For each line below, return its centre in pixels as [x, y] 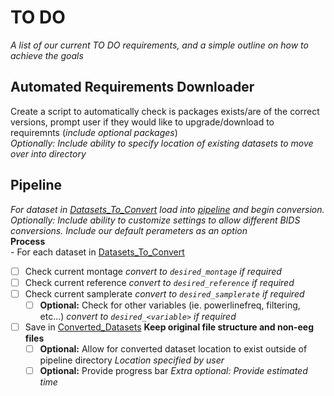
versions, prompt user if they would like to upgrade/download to [142, 122]
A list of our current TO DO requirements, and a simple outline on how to [159, 45]
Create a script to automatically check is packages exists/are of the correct [165, 111]
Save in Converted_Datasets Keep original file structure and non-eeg [169, 327]
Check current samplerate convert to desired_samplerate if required [164, 293]
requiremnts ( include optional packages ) [94, 132]
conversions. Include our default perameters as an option [129, 230]
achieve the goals [47, 55]
